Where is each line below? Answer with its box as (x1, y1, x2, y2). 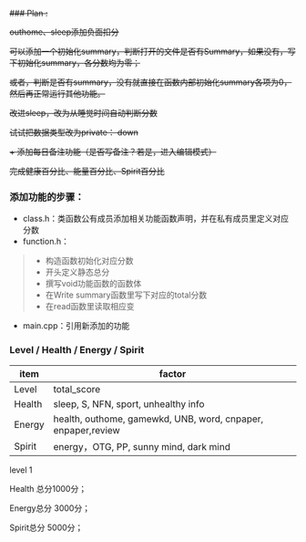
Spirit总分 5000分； (9, 522, 84, 533)
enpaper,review (53, 423, 120, 436)
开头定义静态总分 (45, 266, 110, 277)
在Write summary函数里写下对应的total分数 (45, 289, 208, 300)
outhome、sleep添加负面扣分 (9, 26, 120, 37)
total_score (53, 382, 101, 395)
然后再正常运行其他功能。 (9, 89, 106, 99)
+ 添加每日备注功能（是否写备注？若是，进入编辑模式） (9, 146, 217, 157)
